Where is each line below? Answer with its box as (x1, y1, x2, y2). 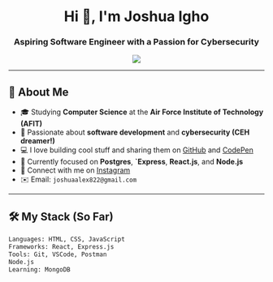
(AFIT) (19, 119, 43, 129)
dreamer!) (19, 136, 55, 146)
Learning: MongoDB (8, 265, 71, 274)
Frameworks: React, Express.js (8, 242, 115, 250)
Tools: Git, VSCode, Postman (8, 250, 107, 258)
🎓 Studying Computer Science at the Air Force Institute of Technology (19, 107, 264, 117)
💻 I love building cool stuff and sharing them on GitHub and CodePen (19, 145, 254, 155)
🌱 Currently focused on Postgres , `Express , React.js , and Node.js (19, 157, 244, 167)
